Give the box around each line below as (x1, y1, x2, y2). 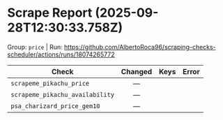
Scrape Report (7, 5, 93, 21)
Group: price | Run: (7, 43, 63, 51)
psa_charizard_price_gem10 (10, 102, 100, 110)
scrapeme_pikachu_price (10, 79, 90, 87)
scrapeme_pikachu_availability (10, 91, 115, 98)
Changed (121, 66, 153, 76)
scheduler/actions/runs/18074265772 (7, 50, 115, 59)
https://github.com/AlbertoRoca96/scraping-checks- (63, 43, 216, 51)
